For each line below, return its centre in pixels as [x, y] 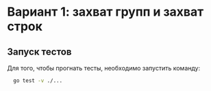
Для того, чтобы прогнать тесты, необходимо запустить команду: [104, 68]
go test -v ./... [38, 81]
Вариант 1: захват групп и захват [105, 12]
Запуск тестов [39, 52]
